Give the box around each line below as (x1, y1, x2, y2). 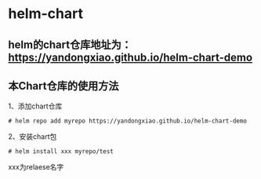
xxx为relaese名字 (8, 163, 64, 172)
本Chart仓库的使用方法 (8, 79, 119, 93)
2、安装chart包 (8, 132, 57, 141)
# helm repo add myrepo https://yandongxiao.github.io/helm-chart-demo (8, 117, 247, 126)
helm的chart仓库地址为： (8, 38, 132, 51)
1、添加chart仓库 (8, 101, 63, 111)
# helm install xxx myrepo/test (8, 148, 114, 155)
